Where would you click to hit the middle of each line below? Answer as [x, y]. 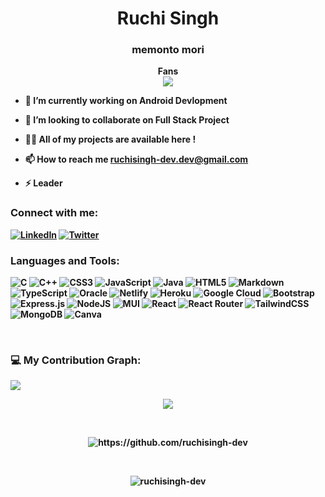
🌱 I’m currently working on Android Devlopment [126, 101]
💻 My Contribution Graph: [76, 360]
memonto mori [168, 50]
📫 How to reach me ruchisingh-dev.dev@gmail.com [136, 159]
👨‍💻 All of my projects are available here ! [110, 139]
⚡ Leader [43, 183]
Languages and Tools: [65, 260]
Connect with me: [54, 213]
